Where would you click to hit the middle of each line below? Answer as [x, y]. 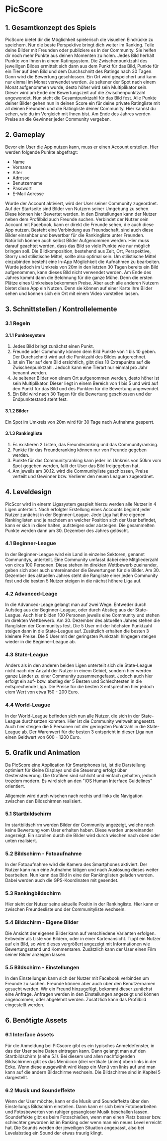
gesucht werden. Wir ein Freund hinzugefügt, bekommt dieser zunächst [79, 989]
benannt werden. [30, 373]
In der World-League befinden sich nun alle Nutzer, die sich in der [73, 716]
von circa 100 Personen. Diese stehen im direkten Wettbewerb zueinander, [82, 565]
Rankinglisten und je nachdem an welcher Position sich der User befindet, [81, 520]
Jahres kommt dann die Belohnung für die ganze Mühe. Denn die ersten [79, 278]
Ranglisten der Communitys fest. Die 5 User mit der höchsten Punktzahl [79, 626]
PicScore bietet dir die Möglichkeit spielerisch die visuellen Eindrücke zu [79, 39]
